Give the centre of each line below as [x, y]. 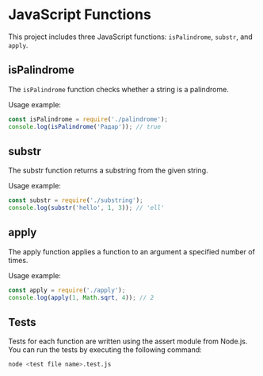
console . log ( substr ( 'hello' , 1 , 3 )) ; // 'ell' [86, 208]
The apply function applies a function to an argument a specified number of [132, 251]
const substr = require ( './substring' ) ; [76, 200]
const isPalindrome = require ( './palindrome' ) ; [88, 119]
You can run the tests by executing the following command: [105, 350]
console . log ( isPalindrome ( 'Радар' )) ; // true [84, 126]
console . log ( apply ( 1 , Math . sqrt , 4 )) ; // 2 [81, 297]
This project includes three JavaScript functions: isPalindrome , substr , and [131, 37]
